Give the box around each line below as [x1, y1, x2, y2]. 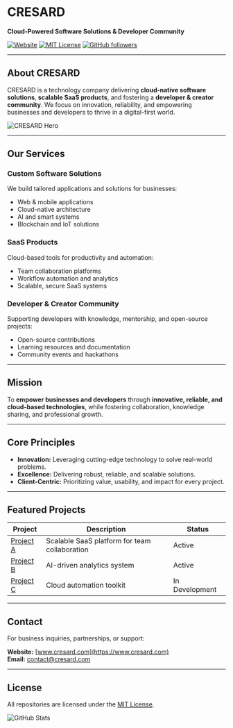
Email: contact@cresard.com [7, 655, 91, 663]
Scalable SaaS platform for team [46, 536, 151, 546]
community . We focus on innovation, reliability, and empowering [7, 100, 192, 108]
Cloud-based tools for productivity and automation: [7, 253, 154, 261]
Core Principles [7, 437, 76, 449]
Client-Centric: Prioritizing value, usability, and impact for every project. [17, 477, 225, 486]
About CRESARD [7, 67, 80, 79]
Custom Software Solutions [7, 169, 102, 179]
